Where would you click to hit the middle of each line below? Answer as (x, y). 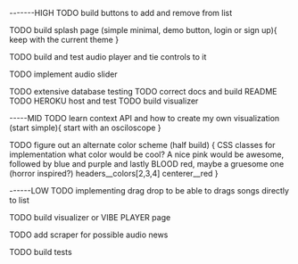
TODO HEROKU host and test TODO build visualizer (104, 101)
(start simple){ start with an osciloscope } (86, 128)
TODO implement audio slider (63, 74)
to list (19, 200)
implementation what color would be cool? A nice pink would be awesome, (146, 154)
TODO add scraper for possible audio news (89, 235)
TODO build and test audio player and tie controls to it (108, 57)
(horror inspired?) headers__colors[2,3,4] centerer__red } (114, 173)
